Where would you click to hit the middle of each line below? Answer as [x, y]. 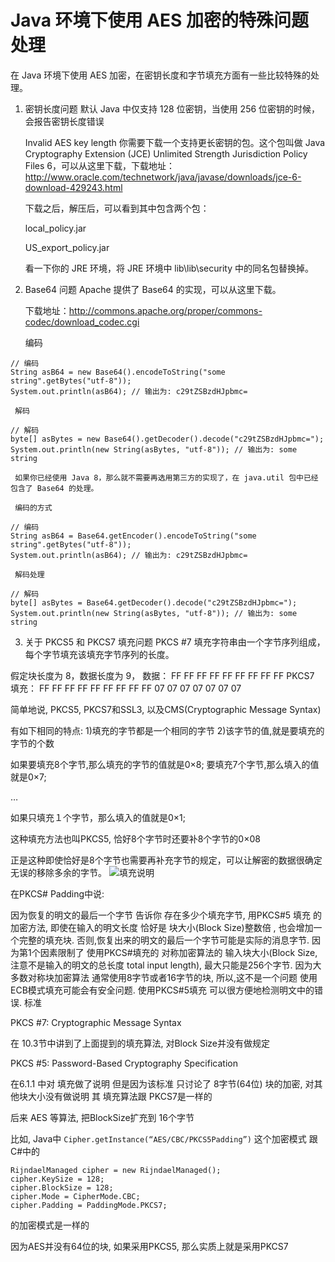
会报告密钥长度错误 [64, 121]
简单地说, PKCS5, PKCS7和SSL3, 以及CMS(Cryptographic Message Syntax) [166, 709]
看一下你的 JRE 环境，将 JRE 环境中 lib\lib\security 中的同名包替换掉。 [169, 268]
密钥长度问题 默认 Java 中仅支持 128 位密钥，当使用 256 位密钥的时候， [172, 108]
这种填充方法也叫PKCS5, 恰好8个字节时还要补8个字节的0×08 [135, 838]
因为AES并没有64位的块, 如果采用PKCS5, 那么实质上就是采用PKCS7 [149, 1246]
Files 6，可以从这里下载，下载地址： [100, 165]
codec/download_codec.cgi [82, 322]
